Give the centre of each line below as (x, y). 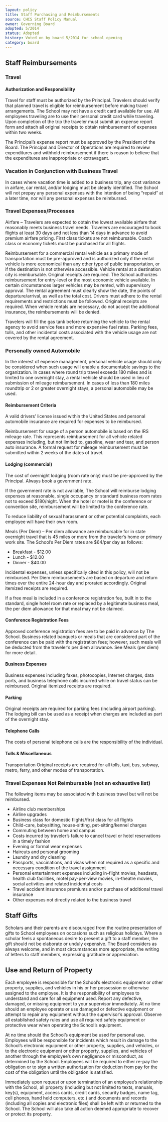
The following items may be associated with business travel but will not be (82, 794)
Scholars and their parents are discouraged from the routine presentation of (83, 928)
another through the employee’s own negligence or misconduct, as (74, 1056)
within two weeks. (24, 132)
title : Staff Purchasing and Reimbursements (52, 15)
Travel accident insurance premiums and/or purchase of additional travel (88, 889)
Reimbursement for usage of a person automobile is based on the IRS (77, 431)
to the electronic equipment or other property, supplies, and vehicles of (79, 1051)
